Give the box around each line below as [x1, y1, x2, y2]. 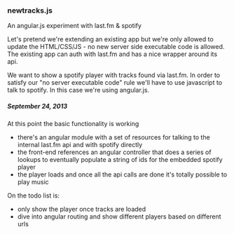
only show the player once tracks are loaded [17, 205, 146, 214]
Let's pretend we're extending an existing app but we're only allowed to [7, 35, 214, 43]
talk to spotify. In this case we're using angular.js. [7, 86, 149, 95]
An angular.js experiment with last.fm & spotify [7, 22, 142, 30]
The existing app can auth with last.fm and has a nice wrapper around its [7, 50, 218, 58]
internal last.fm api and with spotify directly [17, 141, 143, 149]
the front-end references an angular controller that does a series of [17, 148, 212, 156]
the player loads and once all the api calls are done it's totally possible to [17, 170, 228, 179]
